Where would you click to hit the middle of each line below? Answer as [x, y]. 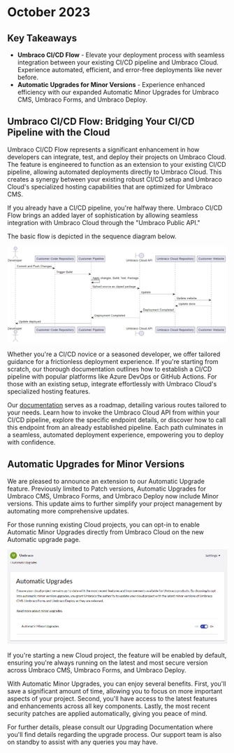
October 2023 [49, 12]
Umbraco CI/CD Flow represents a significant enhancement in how [103, 149]
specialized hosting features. [49, 391]
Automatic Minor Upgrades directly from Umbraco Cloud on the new [106, 532]
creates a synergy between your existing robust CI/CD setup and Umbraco [115, 179]
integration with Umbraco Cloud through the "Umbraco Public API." [104, 222]
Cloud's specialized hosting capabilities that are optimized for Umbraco [110, 186]
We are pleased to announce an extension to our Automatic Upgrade [106, 481]
